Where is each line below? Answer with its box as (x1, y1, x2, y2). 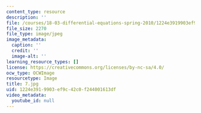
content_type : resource (6, 8, 66, 15)
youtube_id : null (11, 97, 55, 103)
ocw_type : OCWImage (6, 70, 55, 76)
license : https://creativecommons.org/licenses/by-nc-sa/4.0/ (6, 64, 165, 71)
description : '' (6, 14, 47, 20)
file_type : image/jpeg (6, 31, 63, 37)
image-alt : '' (11, 53, 47, 59)
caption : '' (11, 42, 42, 48)
